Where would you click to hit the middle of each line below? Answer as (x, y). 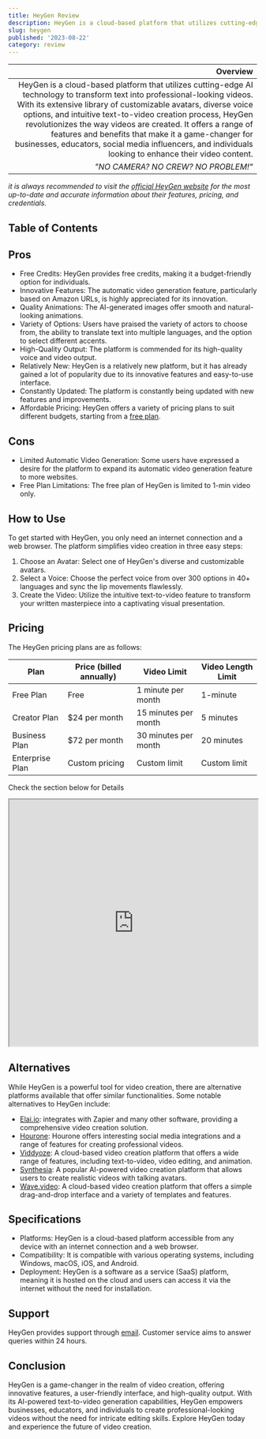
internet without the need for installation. (86, 1289)
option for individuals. (55, 282)
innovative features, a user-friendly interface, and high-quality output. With (130, 1393)
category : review (37, 45)
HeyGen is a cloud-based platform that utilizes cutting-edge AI (136, 85)
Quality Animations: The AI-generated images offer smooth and (123, 307)
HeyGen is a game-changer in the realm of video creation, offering (116, 1385)
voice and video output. (58, 358)
